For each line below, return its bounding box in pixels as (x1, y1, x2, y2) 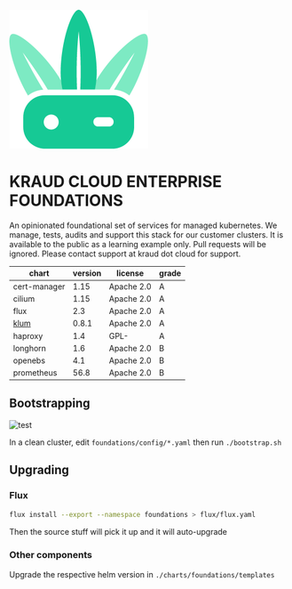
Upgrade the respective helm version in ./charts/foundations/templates (9, 569, 275, 579)
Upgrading (9, 463, 69, 478)
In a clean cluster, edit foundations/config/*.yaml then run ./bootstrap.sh (9, 437, 282, 448)
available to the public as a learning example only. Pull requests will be (9, 238, 267, 249)
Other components (9, 549, 93, 561)
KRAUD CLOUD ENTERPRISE (9, 172, 223, 192)
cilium (12, 293, 36, 303)
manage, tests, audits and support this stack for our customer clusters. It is (9, 229, 284, 240)
